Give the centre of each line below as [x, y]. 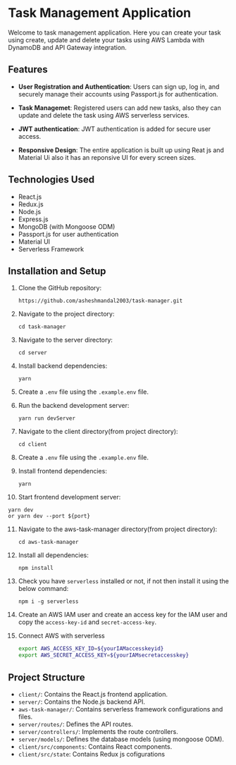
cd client [33, 444]
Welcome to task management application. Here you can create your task [114, 32]
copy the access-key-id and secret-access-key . [87, 622]
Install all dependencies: [53, 555]
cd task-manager [42, 327]
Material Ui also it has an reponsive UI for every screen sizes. [107, 157]
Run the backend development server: [74, 406]
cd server [33, 353]
